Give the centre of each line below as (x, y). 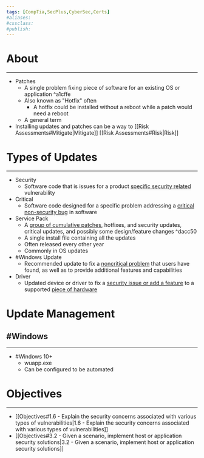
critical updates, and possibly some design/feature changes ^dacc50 (110, 232)
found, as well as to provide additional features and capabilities (103, 270)
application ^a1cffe (47, 94)
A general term (43, 120)
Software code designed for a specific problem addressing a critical (109, 206)
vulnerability (40, 193)
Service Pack (32, 218)
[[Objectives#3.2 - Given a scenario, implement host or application (98, 436)
